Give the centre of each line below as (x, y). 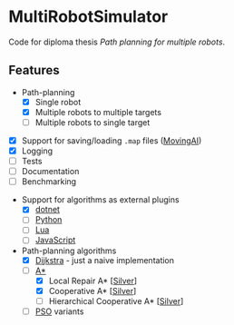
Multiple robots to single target (93, 122)
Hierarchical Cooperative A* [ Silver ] (116, 300)
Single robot (58, 102)
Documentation (50, 172)
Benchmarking (49, 182)
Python (49, 220)
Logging (37, 151)
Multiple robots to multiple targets (98, 112)
